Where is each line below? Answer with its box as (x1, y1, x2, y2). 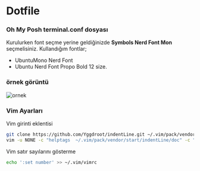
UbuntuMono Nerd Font (14, 57, 73, 64)
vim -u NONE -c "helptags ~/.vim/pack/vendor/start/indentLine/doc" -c (6, 137, 190, 143)
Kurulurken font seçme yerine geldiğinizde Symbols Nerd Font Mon (6, 39, 173, 46)
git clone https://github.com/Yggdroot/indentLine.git (6, 132, 145, 138)
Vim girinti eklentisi (6, 120, 53, 128)
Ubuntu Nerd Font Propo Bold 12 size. (14, 63, 107, 70)
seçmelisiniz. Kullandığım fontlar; (6, 45, 87, 52)
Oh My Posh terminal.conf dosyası (6, 26, 108, 34)
